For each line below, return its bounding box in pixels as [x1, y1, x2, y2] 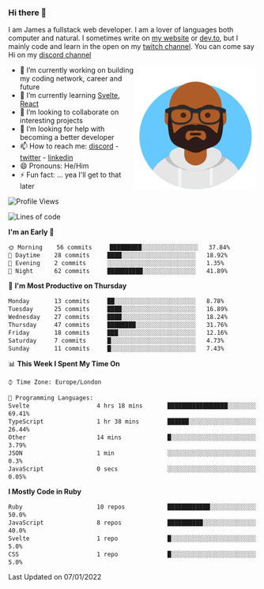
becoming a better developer [19, 133, 115, 142]
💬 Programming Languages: [8, 394, 93, 402]
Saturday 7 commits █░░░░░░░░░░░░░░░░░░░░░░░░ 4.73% [8, 337, 224, 345]
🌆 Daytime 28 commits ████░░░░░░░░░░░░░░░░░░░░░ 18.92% [8, 252, 228, 260]
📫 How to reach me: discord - [19, 141, 119, 151]
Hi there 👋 [8, 7, 47, 18]
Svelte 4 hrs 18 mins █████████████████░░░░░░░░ [8, 402, 257, 410]
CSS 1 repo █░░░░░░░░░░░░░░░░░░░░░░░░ [8, 550, 257, 559]
